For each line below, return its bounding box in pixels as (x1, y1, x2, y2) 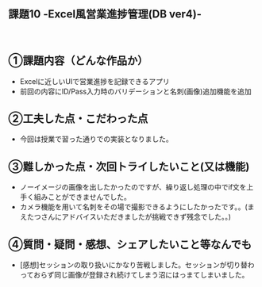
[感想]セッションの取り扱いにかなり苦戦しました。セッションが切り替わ (19, 260, 256, 270)
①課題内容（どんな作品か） (8, 54, 148, 67)
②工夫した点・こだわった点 (8, 112, 148, 125)
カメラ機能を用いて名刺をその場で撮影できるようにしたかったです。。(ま (19, 202, 255, 212)
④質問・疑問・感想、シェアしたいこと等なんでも (8, 237, 252, 251)
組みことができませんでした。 (33, 193, 131, 202)
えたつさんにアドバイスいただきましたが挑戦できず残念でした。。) (19, 212, 232, 222)
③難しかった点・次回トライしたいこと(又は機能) (8, 159, 250, 173)
